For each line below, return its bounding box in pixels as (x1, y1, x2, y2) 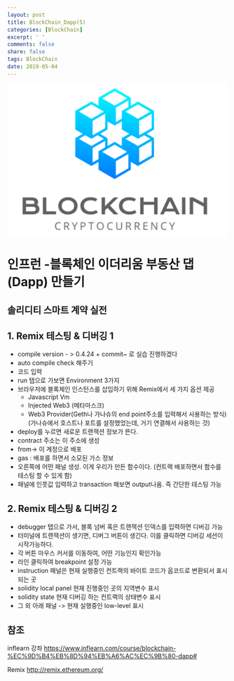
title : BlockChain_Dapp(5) (7, 18, 86, 26)
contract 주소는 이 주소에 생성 (17, 436, 100, 445)
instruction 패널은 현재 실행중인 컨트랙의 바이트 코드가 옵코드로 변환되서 (17, 567, 215, 575)
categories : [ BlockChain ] (7, 26, 83, 33)
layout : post (7, 11, 46, 18)
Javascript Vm (27, 393, 70, 401)
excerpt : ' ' (7, 34, 46, 41)
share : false (7, 48, 46, 55)
